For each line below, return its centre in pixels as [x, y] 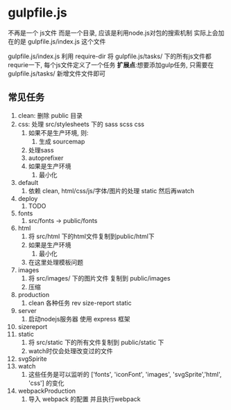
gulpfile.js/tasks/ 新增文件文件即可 [57, 73]
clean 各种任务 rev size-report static [80, 303]
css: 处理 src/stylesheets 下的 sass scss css [81, 124]
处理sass [41, 150]
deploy [28, 198]
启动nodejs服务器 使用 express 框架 [79, 319]
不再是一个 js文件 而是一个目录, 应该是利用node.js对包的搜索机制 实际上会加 [116, 33]
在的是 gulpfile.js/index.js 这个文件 [57, 41]
